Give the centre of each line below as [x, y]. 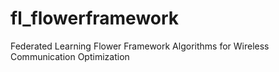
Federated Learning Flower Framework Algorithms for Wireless [140, 46]
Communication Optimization [70, 56]
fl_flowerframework [95, 18]
